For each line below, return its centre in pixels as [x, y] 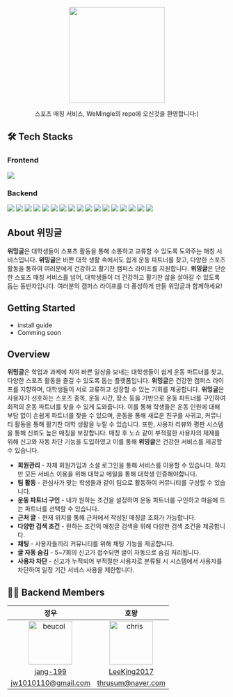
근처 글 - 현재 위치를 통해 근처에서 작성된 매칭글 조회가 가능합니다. [106, 518]
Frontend [23, 160]
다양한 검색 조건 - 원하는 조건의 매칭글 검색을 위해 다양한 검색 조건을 [109, 526]
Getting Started [41, 308]
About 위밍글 [35, 233]
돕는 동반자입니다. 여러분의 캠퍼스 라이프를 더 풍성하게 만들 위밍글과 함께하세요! [115, 285]
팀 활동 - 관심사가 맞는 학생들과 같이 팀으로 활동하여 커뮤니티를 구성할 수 [115, 483]
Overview [29, 354]
